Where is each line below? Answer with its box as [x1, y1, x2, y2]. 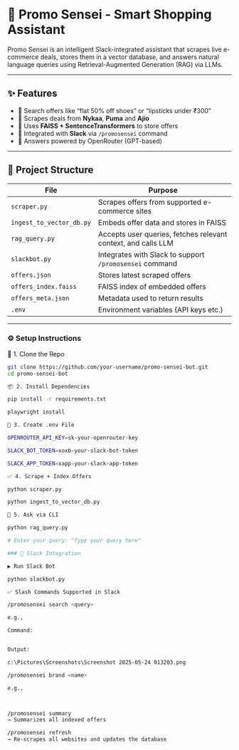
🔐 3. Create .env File [7, 421, 75, 429]
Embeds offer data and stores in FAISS [98, 217, 226, 227]
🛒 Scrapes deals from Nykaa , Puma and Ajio [17, 114, 149, 122]
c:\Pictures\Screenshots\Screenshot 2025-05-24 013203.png [7, 658, 186, 666]
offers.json [11, 270, 52, 279]
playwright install [7, 408, 65, 416]
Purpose [148, 185, 178, 195]
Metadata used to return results [98, 293, 204, 303]
